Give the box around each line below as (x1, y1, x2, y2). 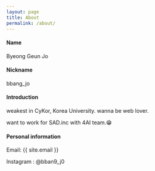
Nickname (6, 66, 33, 73)
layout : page (6, 8, 40, 15)
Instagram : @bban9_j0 (6, 158, 65, 166)
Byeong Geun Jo (6, 52, 49, 59)
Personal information (6, 133, 61, 140)
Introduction (6, 93, 38, 101)
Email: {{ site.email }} (6, 146, 59, 153)
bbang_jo (6, 79, 30, 87)
